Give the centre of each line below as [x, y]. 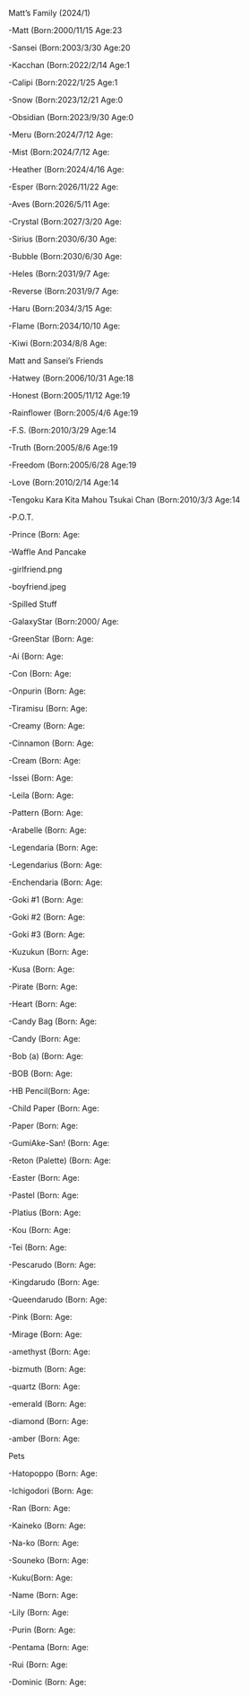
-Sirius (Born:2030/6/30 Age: [63, 239]
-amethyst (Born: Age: [49, 1351]
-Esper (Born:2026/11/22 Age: [64, 187]
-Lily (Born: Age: [39, 1613]
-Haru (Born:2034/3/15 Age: [60, 308]
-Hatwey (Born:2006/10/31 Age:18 [71, 378]
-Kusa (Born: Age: [42, 969]
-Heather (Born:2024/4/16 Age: [66, 169]
